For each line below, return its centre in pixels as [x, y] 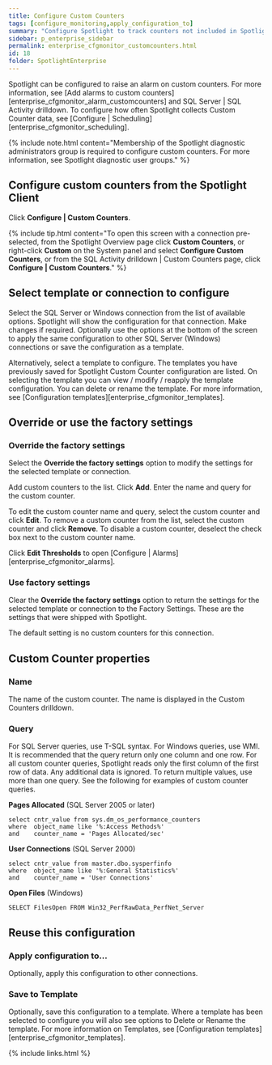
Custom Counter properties [79, 658]
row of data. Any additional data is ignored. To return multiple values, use [130, 772]
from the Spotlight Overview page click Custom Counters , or [143, 242]
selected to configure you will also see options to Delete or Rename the [127, 1020]
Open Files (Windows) [46, 893]
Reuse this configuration [72, 933]
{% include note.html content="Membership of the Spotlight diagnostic [127, 142]
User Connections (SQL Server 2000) [72, 849]
